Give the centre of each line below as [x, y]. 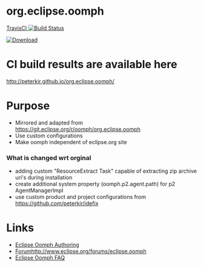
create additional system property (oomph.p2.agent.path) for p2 [95, 184]
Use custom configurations [49, 136]
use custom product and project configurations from [81, 197]
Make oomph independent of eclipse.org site [71, 142]
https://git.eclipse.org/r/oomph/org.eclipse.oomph [78, 129]
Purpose [28, 106]
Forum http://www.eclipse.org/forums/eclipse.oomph [81, 251]
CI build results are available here [92, 64]
